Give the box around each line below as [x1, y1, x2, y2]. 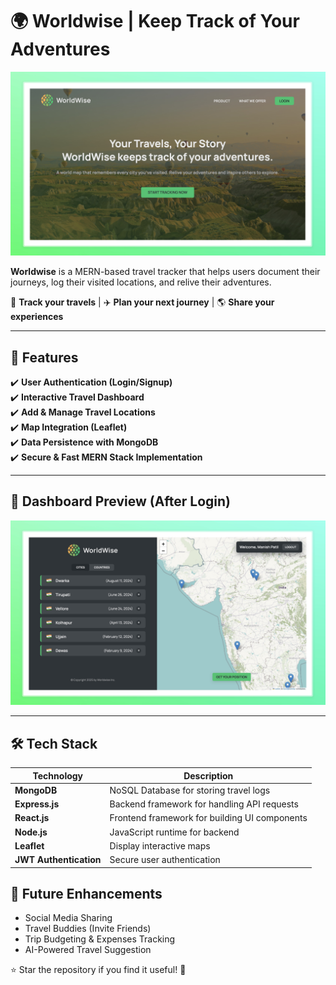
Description [183, 769, 234, 782]
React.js [14, 812, 50, 824]
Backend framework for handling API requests [109, 798, 299, 810]
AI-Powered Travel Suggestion [24, 944, 152, 956]
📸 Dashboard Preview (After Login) [10, 493, 231, 510]
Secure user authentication [109, 854, 221, 866]
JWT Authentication [14, 854, 102, 866]
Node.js [14, 826, 48, 838]
